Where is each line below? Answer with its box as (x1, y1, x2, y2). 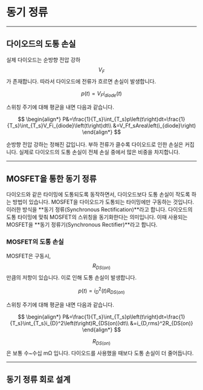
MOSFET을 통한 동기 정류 (6, 174, 97, 184)
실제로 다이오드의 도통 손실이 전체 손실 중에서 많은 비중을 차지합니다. (19, 149, 180, 156)
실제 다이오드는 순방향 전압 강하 (6, 56, 81, 63)
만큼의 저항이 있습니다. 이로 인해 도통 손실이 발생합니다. (6, 274, 137, 281)
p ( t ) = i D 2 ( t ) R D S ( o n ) (78, 286, 125, 296)
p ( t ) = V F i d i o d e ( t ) (81, 89, 122, 99)
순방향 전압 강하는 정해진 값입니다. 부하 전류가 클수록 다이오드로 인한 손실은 (6, 141, 184, 148)
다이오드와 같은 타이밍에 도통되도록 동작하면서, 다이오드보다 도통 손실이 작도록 (6, 191, 190, 198)
